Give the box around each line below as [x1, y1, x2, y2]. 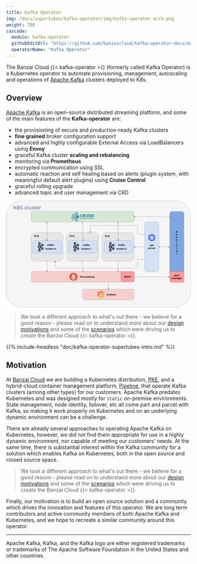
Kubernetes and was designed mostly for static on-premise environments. [6, 395, 188, 402]
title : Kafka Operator [6, 9, 62, 15]
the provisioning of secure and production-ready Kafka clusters [14, 126, 169, 134]
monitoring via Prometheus [14, 158, 81, 165]
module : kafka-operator [11, 34, 69, 41]
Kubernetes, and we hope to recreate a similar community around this [6, 516, 175, 523]
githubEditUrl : [11, 41, 49, 46]
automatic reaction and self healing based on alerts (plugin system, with [14, 170, 189, 177]
